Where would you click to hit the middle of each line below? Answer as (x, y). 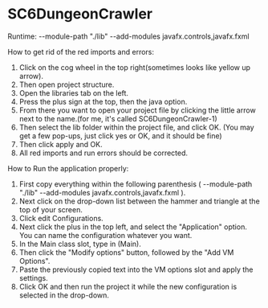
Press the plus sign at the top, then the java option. (103, 101)
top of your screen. (51, 209)
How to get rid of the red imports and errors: (81, 51)
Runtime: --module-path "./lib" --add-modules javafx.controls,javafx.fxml (128, 36)
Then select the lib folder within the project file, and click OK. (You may (136, 127)
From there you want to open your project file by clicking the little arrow (137, 110)
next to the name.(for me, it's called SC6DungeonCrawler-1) (118, 118)
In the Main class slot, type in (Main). (80, 244)
